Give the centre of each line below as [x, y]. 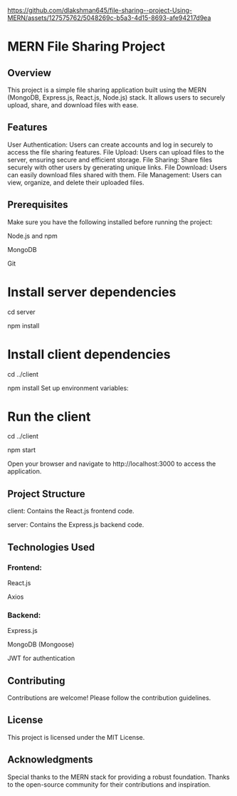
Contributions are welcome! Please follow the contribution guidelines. [109, 698]
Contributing [36, 680]
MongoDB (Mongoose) [41, 644]
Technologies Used [51, 547]
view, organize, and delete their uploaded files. [76, 182]
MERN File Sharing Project [86, 47]
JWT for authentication [41, 659]
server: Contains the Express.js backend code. [76, 525]
